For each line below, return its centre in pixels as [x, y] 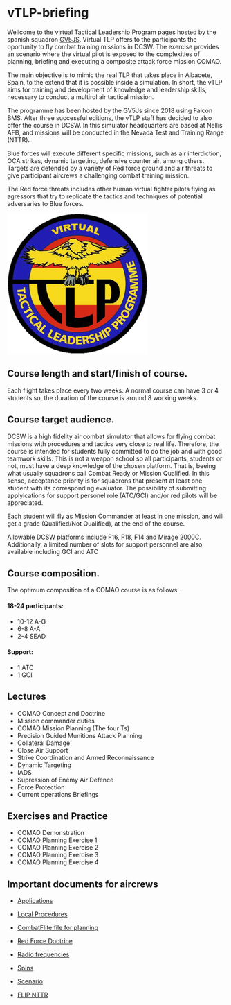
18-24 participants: [36, 605]
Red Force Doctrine [45, 941]
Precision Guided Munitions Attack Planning [80, 735]
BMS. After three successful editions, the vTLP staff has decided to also [110, 118]
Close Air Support [43, 750]
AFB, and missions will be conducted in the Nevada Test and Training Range [116, 132]
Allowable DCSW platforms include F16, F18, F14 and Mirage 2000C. [104, 537]
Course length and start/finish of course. [98, 373]
